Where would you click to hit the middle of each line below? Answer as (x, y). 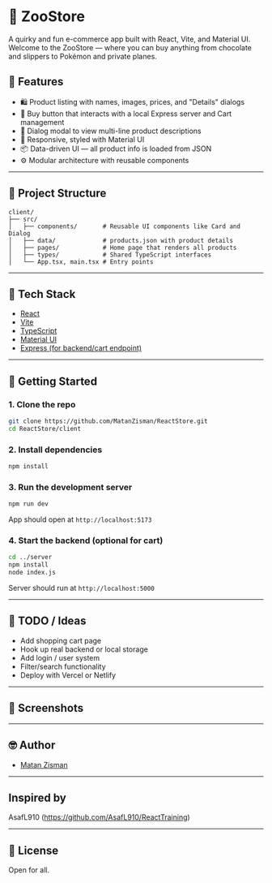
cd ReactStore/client (45, 429)
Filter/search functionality (63, 666)
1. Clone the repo (42, 404)
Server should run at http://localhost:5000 (82, 588)
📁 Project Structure (57, 194)
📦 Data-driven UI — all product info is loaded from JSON (116, 149)
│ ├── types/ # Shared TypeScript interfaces (110, 255)
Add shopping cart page (61, 640)
